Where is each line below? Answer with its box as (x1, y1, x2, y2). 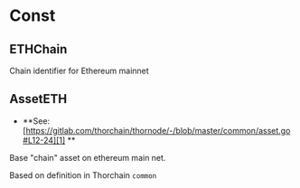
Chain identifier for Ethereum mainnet (9, 65, 149, 76)
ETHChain (9, 42, 68, 57)
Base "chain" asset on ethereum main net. (9, 152, 166, 163)
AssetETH (9, 91, 68, 107)
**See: (22, 115, 51, 127)
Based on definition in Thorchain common (9, 169, 157, 181)
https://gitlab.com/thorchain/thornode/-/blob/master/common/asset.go (25, 125, 291, 136)
